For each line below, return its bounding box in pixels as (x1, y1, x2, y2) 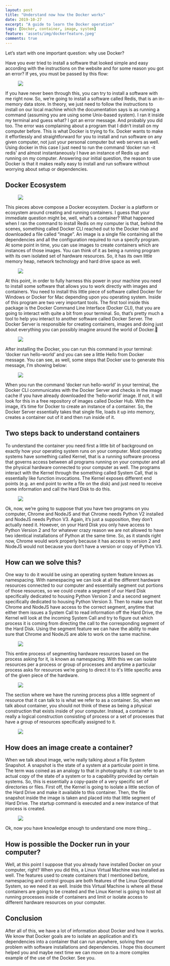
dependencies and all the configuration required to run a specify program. (5, 236, 160, 242)
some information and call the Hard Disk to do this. (5, 486, 112, 492)
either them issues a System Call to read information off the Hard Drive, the (5, 609, 162, 615)
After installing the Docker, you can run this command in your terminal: (5, 345, 153, 352)
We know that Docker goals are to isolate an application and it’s (5, 933, 138, 939)
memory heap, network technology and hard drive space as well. (5, 258, 141, 264)
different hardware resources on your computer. (5, 899, 106, 905)
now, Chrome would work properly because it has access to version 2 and (5, 538, 161, 544)
